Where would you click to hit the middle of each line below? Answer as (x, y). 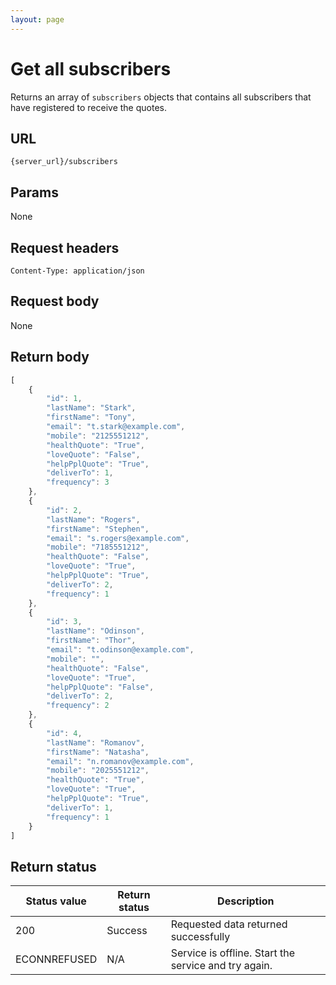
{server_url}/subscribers (64, 162)
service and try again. (221, 966)
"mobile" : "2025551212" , (98, 771)
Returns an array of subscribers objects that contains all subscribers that (161, 97)
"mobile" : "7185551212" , (98, 547)
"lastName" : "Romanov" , (95, 742)
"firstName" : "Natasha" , (98, 752)
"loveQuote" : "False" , (93, 454)
